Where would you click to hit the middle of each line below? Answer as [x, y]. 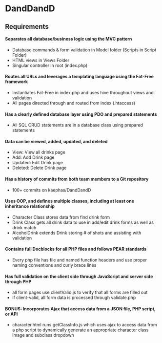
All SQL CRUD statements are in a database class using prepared [77, 125]
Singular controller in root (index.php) [50, 65]
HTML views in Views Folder [41, 60]
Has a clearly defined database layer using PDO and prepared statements [81, 114]
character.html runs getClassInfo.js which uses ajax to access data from [84, 325]
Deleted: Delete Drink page [39, 168]
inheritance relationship [30, 206]
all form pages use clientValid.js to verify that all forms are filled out [80, 292]
